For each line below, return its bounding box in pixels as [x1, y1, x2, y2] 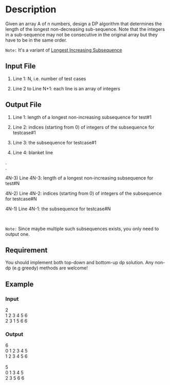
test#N [5, 180, 20, 186]
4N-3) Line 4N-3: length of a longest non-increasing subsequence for [5, 175, 154, 181]
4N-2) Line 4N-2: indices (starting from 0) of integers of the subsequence [5, 190, 162, 196]
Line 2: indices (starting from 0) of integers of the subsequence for [12, 124, 155, 130]
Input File [5, 62, 36, 70]
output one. [5, 231, 30, 237]
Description [5, 4, 56, 15]
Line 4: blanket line [12, 149, 53, 155]
